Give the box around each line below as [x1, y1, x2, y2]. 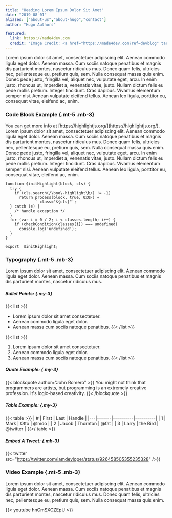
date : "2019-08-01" [5, 12, 47, 17]
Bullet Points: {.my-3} [5, 291, 53, 297]
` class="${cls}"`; [35, 199, 77, 205]
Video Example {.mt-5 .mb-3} [5, 469, 81, 476]
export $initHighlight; [5, 244, 58, 250]
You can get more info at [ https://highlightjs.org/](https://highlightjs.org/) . [5, 122, 160, 129]
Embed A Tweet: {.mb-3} [5, 438, 60, 444]
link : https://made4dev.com [10, 36, 70, 41]
